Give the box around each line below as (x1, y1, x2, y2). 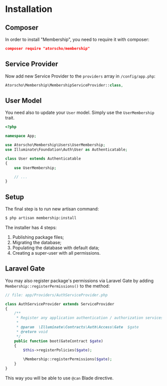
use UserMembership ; (14, 165, 57, 170)
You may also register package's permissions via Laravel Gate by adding (5, 278, 154, 284)
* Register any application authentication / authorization (16, 315, 143, 320)
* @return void (16, 329, 48, 334)
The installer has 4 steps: (5, 224, 57, 230)
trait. (5, 115, 15, 121)
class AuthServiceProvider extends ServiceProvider (5, 301, 114, 306)
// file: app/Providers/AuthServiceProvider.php (5, 292, 108, 297)
